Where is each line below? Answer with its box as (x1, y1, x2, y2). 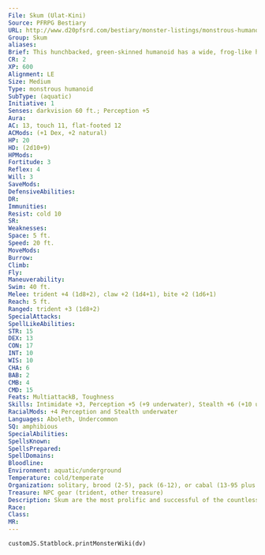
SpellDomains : (8, 452, 55, 460)
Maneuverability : (8, 276, 65, 284)
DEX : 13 (8, 335, 34, 343)
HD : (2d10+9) (8, 144, 51, 152)
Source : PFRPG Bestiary (8, 19, 87, 27)
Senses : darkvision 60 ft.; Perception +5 (8, 107, 150, 115)
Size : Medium (8, 77, 51, 85)
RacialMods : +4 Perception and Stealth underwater (8, 408, 178, 416)
